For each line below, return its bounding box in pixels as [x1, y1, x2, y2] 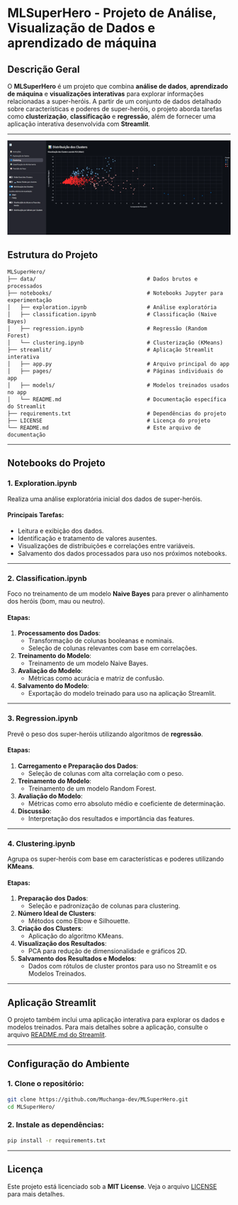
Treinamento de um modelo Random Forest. [28, 784, 157, 793]
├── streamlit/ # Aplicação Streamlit [7, 346, 214, 353]
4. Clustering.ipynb [7, 838, 76, 848]
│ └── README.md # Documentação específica [7, 395, 227, 403]
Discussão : [17, 806, 52, 815]
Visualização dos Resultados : [17, 939, 107, 948]
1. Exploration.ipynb [7, 478, 77, 488]
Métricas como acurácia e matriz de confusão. [28, 674, 165, 683]
